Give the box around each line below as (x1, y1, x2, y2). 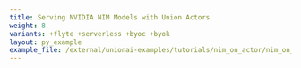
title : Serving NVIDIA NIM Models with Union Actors (9, 12, 211, 22)
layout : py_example (9, 37, 82, 47)
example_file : (9, 46, 63, 55)
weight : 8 (9, 21, 47, 30)
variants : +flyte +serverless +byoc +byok (9, 29, 170, 38)
